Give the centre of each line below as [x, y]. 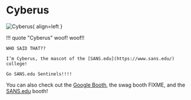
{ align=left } [47, 26]
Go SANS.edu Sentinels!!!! [39, 74]
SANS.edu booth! [27, 91]
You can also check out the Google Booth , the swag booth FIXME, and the [96, 85]
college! [17, 64]
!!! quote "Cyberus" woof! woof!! [45, 37]
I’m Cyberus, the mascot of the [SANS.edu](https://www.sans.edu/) [91, 58]
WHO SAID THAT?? [26, 48]
